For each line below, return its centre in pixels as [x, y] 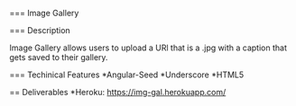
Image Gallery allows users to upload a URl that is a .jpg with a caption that [148, 48]
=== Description [40, 30]
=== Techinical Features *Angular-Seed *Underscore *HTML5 [127, 75]
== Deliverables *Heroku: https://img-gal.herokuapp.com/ [118, 92]
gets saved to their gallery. [59, 57]
